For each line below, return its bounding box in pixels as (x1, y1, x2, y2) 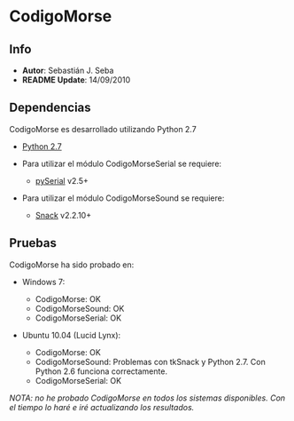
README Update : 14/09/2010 (21, 75, 131, 85)
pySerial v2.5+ (35, 175, 89, 186)
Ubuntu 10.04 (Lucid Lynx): (21, 330, 121, 340)
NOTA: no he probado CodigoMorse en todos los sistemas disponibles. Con (9, 393, 286, 403)
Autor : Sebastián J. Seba (21, 65, 114, 75)
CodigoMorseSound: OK (35, 303, 125, 314)
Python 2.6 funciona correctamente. (35, 366, 168, 377)
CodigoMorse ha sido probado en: (9, 259, 135, 270)
